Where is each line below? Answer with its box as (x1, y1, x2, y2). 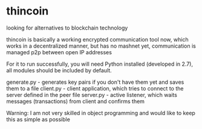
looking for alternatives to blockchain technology (6, 24, 128, 31)
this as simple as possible (6, 116, 71, 123)
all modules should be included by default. (6, 66, 112, 74)
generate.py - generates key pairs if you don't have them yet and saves (6, 78, 184, 86)
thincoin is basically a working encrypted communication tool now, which (6, 36, 189, 43)
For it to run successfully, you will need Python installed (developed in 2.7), (6, 60, 194, 68)
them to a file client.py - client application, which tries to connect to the (6, 84, 184, 92)
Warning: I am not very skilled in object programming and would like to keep (6, 109, 195, 116)
